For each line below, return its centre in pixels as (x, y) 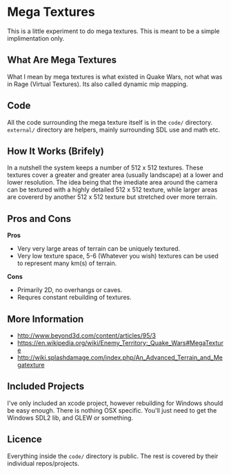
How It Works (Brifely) (56, 151)
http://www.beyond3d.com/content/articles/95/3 (87, 336)
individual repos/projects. (43, 463)
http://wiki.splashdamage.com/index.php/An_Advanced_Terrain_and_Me (120, 358)
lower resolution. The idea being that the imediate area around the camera (113, 183)
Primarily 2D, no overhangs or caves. (70, 290)
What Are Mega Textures (62, 60)
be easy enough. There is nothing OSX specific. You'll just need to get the (112, 410)
